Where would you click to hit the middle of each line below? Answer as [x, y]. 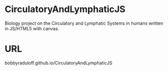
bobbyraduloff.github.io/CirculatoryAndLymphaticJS [59, 63]
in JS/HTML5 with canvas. [32, 28]
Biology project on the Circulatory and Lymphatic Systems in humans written [84, 23]
